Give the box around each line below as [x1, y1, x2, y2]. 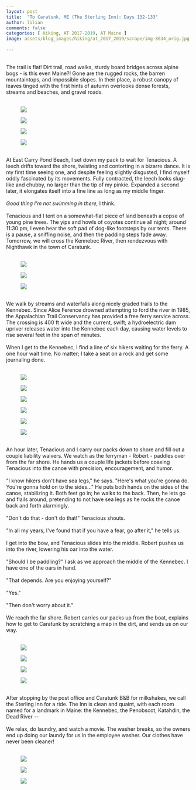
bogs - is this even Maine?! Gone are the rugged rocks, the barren [6, 70, 166, 77]
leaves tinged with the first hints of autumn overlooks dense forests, [6, 82, 170, 89]
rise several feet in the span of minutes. [6, 331, 101, 338]
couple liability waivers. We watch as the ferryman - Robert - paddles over [6, 452, 185, 459]
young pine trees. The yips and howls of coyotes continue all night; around [6, 218, 186, 226]
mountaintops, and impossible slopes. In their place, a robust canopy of [6, 76, 178, 83]
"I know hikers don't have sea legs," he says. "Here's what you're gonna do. [6, 477, 189, 484]
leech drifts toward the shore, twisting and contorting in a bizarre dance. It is [6, 162, 191, 169]
